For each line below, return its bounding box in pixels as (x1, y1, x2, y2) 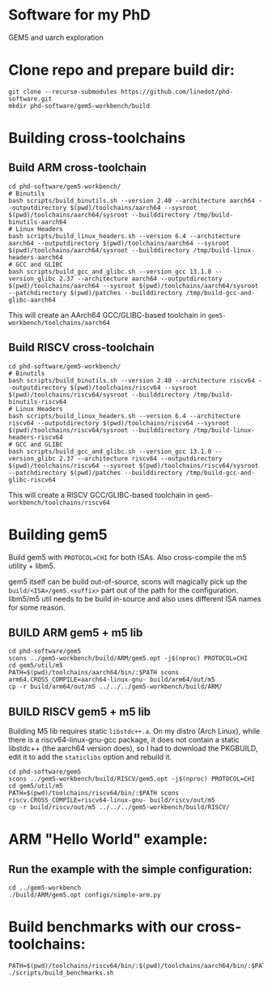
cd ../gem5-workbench (8, 884, 82, 893)
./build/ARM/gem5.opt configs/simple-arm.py (8, 891, 161, 899)
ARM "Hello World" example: (8, 830, 208, 849)
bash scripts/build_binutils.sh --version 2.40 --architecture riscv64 (8, 376, 255, 384)
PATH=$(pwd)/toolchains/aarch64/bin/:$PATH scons (8, 669, 180, 677)
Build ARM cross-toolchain (8, 161, 147, 175)
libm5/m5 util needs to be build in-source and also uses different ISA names (8, 593, 261, 603)
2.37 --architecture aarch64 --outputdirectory (59, 274, 223, 283)
